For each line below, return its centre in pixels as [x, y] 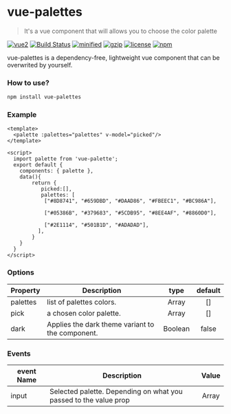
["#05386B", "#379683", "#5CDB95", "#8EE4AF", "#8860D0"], [130, 213]
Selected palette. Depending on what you [116, 391]
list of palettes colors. [82, 302]
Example [22, 115]
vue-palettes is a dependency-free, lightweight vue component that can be [113, 57]
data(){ [30, 177]
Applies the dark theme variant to [101, 324]
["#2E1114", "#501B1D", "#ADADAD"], [96, 225]
